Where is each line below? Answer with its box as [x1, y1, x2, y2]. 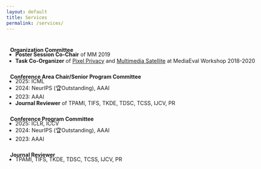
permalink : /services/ [6, 20, 64, 26]
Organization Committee [10, 46, 74, 53]
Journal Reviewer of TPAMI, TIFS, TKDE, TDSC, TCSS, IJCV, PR [15, 99, 175, 106]
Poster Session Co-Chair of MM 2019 [15, 51, 110, 58]
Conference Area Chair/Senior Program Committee [10, 73, 141, 80]
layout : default [6, 8, 47, 15]
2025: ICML [15, 77, 45, 84]
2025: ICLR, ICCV [15, 120, 59, 127]
